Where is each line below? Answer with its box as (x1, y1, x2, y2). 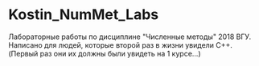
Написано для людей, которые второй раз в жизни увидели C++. (8, 40, 233, 49)
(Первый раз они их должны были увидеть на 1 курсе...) (8, 49, 201, 58)
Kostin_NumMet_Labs (8, 6, 159, 24)
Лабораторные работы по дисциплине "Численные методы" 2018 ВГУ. (8, 32, 252, 41)
